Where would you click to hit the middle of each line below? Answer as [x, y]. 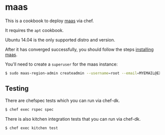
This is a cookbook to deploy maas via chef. [50, 21]
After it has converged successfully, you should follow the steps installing [79, 49]
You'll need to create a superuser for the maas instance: [61, 64]
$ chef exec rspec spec [29, 109]
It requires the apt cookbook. [34, 30]
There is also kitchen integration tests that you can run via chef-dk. [73, 119]
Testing [17, 88]
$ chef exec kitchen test [31, 128]
